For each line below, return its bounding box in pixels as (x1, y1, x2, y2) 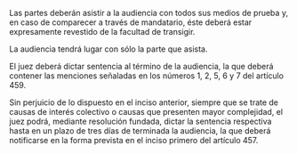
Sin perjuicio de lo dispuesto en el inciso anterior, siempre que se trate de (9, 97, 278, 108)
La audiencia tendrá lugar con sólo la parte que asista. (9, 44, 208, 54)
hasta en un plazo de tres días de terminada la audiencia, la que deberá (9, 126, 271, 136)
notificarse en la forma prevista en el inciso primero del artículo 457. (9, 135, 259, 145)
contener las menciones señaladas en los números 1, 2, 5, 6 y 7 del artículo (9, 70, 285, 81)
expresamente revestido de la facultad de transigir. (9, 27, 196, 36)
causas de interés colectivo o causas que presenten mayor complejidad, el (9, 107, 283, 117)
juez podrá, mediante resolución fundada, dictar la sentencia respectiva (9, 116, 272, 126)
